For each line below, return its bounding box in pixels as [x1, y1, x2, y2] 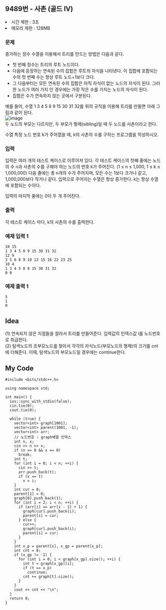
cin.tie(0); [9, 403, 35, 408]
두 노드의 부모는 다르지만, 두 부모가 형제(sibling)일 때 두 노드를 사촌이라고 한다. [5, 121, 158, 127]
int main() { [5, 394, 32, 399]
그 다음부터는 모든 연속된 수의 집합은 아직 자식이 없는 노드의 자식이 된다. [12, 80, 151, 86]
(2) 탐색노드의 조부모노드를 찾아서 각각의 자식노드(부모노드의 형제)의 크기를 [5, 343, 151, 349]
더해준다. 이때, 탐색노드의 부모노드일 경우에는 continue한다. [10, 349, 126, 355]
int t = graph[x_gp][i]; [23, 561, 74, 566]
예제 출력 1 [5, 283, 29, 290]
